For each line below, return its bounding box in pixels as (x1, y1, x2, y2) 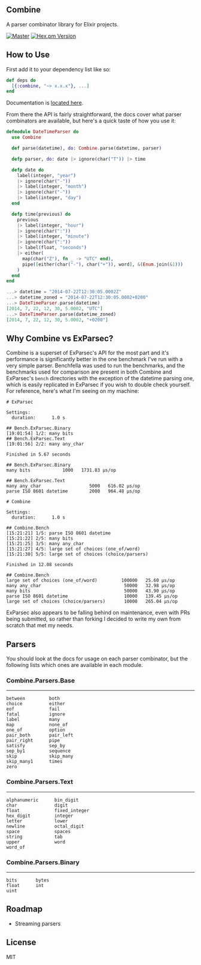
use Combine (11, 134, 42, 140)
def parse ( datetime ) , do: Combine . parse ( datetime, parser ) (11, 145, 162, 151)
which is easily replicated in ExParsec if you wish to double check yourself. (6, 381, 191, 389)
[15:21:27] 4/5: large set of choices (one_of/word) (6, 546, 141, 552)
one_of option (6, 727, 66, 733)
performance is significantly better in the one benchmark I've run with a (6, 356, 183, 363)
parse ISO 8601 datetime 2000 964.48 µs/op (6, 488, 141, 494)
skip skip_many (6, 753, 74, 759)
